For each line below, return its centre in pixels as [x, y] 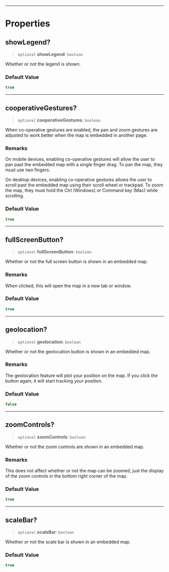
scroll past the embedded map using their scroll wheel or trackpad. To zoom [84, 185]
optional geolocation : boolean [49, 342]
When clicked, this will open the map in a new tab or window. [68, 286]
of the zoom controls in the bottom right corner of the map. [66, 476]
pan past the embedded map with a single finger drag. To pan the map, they [84, 165]
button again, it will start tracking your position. [54, 380]
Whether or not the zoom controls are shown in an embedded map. [75, 447]
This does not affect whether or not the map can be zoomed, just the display [84, 471]
